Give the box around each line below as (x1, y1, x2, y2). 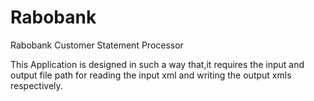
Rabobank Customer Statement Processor (10, 39, 184, 51)
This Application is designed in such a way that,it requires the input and (10, 58, 305, 70)
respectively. (10, 79, 63, 91)
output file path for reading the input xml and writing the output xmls (10, 69, 292, 81)
